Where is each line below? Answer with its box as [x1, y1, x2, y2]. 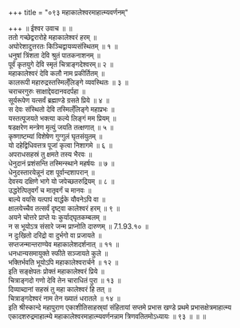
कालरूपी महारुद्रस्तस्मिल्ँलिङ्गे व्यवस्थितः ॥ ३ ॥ [8, 78, 129, 87]
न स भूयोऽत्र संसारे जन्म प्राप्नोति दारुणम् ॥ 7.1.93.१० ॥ [8, 222, 149, 231]
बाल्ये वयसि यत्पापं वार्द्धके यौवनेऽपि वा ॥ [8, 194, 106, 204]
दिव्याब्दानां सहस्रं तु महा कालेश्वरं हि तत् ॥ [8, 285, 112, 294]
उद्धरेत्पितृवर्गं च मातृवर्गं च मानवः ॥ [8, 186, 92, 195]
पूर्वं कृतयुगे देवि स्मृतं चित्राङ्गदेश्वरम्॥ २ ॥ [8, 60, 114, 69]
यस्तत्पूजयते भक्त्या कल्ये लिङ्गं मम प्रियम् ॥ [8, 114, 116, 123]
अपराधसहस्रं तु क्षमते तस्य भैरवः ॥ [8, 150, 92, 159]
